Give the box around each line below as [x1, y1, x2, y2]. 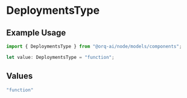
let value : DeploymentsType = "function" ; [6, 54, 115, 60]
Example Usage [6, 28, 66, 38]
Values [6, 71, 33, 81]
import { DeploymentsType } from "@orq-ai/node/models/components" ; [6, 43, 182, 49]
